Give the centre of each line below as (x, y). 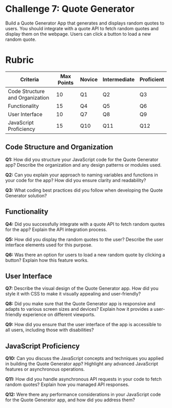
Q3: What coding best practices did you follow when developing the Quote (84, 190)
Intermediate (119, 79)
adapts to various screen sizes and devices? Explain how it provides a (79, 309)
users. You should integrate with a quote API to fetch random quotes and (82, 28)
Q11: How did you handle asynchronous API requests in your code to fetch (84, 379)
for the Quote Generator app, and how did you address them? (70, 400)
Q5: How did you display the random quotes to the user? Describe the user (84, 239)
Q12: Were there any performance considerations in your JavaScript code (83, 395)
